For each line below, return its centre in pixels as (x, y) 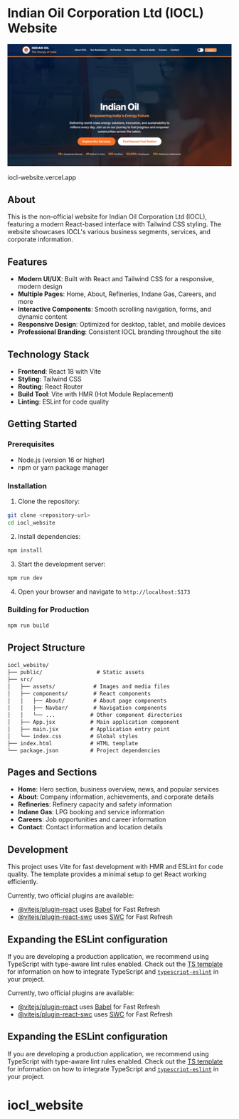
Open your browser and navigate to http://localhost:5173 (104, 592)
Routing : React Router (50, 387)
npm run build (28, 625)
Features (27, 262)
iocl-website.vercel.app (42, 177)
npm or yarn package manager (63, 467)
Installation (27, 485)
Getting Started (42, 424)
